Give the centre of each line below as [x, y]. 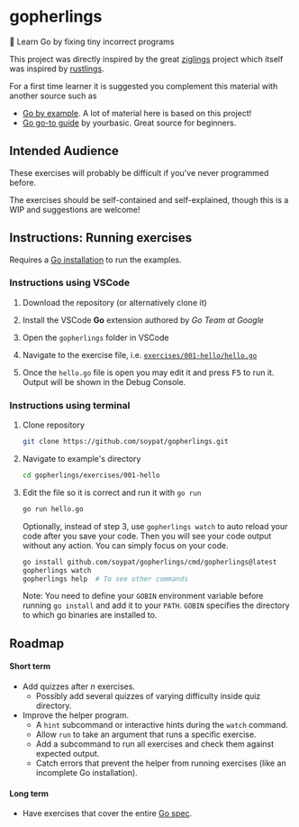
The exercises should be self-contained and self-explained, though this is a [149, 199]
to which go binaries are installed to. [90, 615]
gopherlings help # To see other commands [105, 579]
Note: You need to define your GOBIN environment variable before [143, 596]
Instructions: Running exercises [100, 238]
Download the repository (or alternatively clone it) [114, 302]
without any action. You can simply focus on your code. [126, 545]
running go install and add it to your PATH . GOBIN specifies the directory [156, 605]
